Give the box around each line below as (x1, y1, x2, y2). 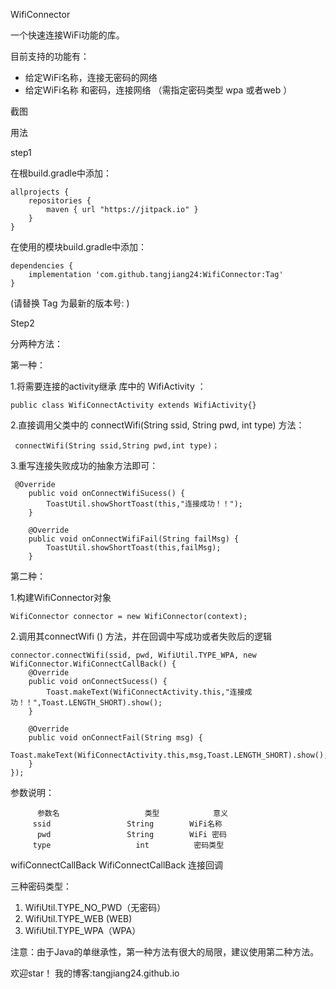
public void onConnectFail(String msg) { (28, 733, 203, 743)
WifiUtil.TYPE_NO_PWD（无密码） (24, 902, 167, 913)
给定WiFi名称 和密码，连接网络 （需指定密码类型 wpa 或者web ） (24, 84, 293, 96)
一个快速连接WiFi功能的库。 (10, 29, 125, 41)
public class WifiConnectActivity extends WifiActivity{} (10, 400, 257, 410)
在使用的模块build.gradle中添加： (10, 241, 148, 253)
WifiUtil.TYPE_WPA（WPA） (24, 925, 142, 936)
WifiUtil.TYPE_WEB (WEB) (24, 913, 133, 924)
